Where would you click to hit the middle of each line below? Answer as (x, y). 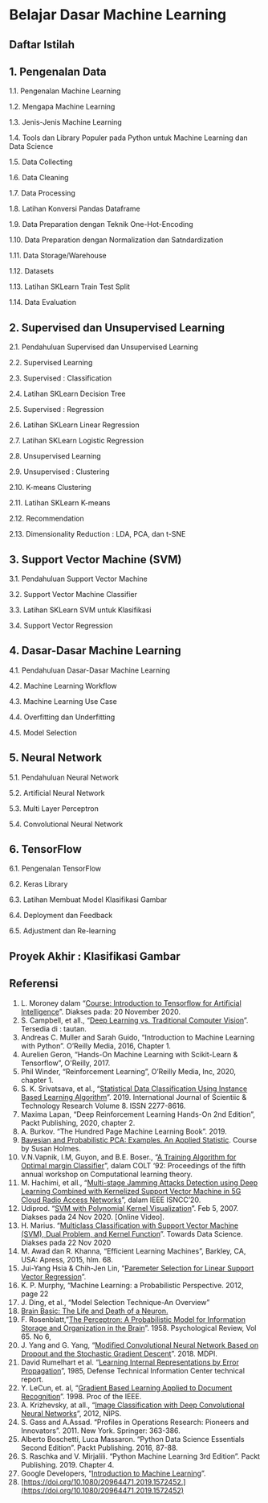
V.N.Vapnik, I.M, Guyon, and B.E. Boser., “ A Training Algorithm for (128, 1157)
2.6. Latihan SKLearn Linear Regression (74, 425)
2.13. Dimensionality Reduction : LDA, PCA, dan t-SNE (97, 534)
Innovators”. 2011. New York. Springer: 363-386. (101, 1431)
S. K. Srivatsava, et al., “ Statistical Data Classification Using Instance (134, 1089)
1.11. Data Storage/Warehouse (58, 256)
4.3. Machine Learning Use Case (63, 701)
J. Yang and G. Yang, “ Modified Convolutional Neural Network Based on (140, 1344)
